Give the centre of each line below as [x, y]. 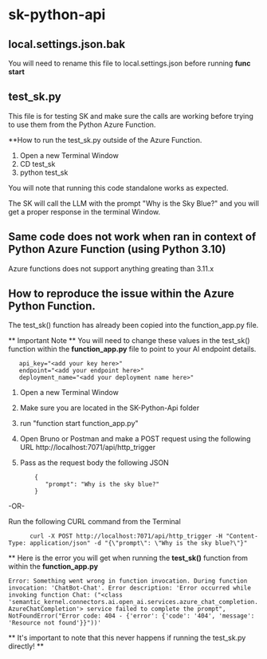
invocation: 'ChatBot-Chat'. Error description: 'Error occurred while [130, 588]
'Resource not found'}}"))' [55, 623]
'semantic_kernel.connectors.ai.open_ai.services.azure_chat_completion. [133, 602]
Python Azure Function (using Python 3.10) [117, 249]
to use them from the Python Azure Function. [82, 124]
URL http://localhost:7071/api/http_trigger [88, 448]
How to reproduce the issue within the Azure [122, 294]
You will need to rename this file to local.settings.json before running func [130, 63]
